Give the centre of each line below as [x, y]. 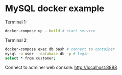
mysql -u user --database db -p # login [47, 54]
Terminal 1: [16, 22]
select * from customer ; [30, 58]
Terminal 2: [16, 40]
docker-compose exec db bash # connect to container [60, 49]
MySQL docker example [55, 9]
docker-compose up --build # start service [50, 31]
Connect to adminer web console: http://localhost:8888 [61, 67]
